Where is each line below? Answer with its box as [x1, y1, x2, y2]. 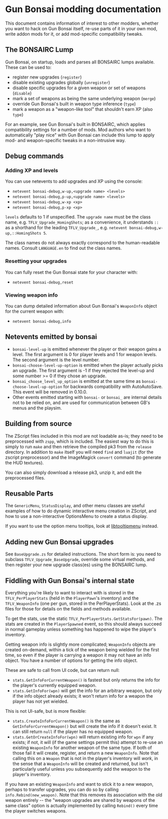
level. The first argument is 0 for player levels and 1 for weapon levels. [12, 351, 157, 357]
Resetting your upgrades [5, 258, 67, 265]
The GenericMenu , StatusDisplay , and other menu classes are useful [5, 503, 145, 509]
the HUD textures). [5, 459, 44, 465]
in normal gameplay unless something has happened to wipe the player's [5, 626, 156, 633]
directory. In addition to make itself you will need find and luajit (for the [5, 449, 154, 455]
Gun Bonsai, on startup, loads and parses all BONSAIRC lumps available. [5, 59, 155, 65]
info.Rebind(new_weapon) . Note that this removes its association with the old [5, 792, 162, 798]
